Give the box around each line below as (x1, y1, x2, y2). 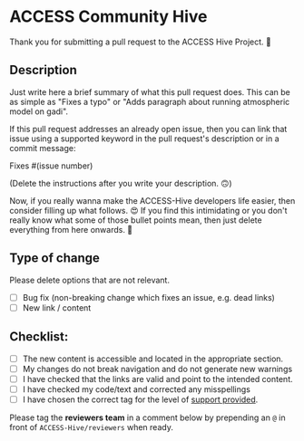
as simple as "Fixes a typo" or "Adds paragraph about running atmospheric (9, 96, 290, 107)
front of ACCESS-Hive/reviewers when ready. (9, 421, 174, 432)
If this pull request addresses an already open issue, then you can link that (9, 123, 288, 134)
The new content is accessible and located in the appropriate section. (22, 353, 284, 364)
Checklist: (9, 329, 69, 345)
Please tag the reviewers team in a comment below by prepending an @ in (9, 412, 286, 423)
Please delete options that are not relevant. (9, 274, 171, 285)
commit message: (9, 142, 76, 153)
